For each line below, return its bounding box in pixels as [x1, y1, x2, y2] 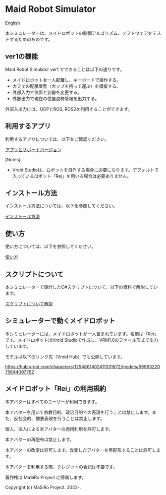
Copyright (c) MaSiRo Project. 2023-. [5, 484, 81, 490]
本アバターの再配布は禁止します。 [5, 436, 74, 442]
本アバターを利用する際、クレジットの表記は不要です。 [5, 464, 118, 470]
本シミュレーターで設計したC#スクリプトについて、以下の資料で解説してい [5, 284, 158, 290]
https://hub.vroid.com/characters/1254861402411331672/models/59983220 [5, 364, 160, 370]
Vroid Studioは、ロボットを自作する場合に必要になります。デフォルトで [12, 167, 159, 173]
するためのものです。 [9, 36, 53, 42]
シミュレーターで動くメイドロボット [5, 316, 115, 325]
